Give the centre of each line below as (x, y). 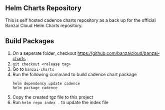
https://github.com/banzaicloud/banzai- (118, 53)
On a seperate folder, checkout (44, 53)
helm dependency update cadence (46, 83)
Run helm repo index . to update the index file (60, 102)
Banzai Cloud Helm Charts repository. (44, 25)
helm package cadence (35, 88)
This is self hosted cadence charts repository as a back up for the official (80, 20)
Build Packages (30, 41)
